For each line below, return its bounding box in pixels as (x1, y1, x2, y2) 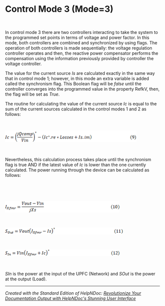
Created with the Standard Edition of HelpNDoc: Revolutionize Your (5, 290, 141, 296)
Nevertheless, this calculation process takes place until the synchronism (5, 156, 151, 162)
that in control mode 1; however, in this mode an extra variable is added (5, 75, 149, 81)
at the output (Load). (5, 276, 47, 282)
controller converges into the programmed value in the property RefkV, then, (5, 86, 160, 92)
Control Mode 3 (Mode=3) (5, 3, 114, 15)
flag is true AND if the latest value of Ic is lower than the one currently (5, 162, 146, 168)
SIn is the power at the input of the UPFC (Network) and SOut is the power (5, 271, 156, 276)
